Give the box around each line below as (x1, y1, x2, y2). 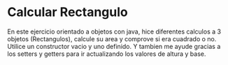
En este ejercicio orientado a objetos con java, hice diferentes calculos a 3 (7, 27, 222, 36)
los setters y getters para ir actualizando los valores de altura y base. (7, 50, 206, 58)
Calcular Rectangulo (7, 4, 128, 20)
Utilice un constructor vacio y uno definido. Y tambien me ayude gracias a (7, 42, 221, 50)
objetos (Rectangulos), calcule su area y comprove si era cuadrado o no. (7, 34, 217, 43)
